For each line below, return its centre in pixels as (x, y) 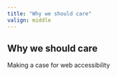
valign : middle (29, 20)
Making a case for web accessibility (58, 65)
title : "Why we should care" (49, 14)
